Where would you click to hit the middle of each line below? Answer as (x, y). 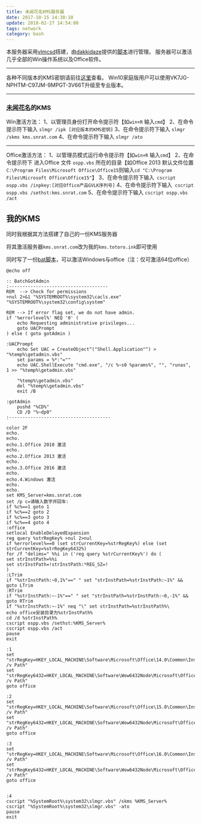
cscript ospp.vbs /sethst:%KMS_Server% (56, 623)
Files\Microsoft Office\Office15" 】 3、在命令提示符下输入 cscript (91, 178)
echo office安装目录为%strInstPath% (50, 613)
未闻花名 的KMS (29, 108)
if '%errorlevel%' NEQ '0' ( (42, 318)
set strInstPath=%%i (32, 559)
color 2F (17, 428)
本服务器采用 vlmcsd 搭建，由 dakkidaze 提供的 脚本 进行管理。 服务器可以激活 (99, 52)
